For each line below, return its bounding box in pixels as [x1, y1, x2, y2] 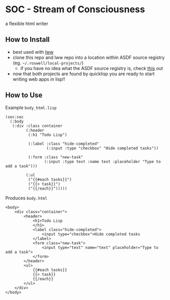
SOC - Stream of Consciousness [5, 4, 145, 15]
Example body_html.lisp [5, 104, 57, 110]
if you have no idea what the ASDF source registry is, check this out [20, 65, 163, 71]
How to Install [5, 35, 50, 44]
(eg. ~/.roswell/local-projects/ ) [12, 60, 84, 66]
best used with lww [12, 49, 54, 55]
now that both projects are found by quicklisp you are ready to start [12, 71, 155, 77]
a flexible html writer [5, 20, 48, 27]
